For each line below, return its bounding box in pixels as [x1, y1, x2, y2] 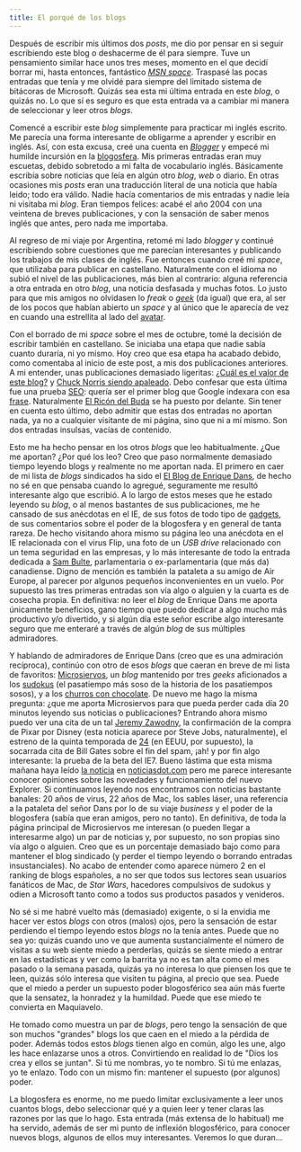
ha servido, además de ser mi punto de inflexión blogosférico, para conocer [9, 1122, 290, 1133]
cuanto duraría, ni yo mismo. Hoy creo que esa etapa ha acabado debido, [9, 348, 281, 359]
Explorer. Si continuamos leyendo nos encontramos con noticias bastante [9, 784, 281, 794]
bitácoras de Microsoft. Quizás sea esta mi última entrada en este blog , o [9, 85, 280, 96]
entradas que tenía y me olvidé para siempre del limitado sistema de [9, 75, 262, 86]
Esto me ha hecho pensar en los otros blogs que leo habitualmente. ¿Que [9, 441, 280, 452]
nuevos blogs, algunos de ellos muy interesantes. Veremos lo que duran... [9, 1131, 283, 1142]
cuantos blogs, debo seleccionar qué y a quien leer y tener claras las [9, 1103, 265, 1114]
